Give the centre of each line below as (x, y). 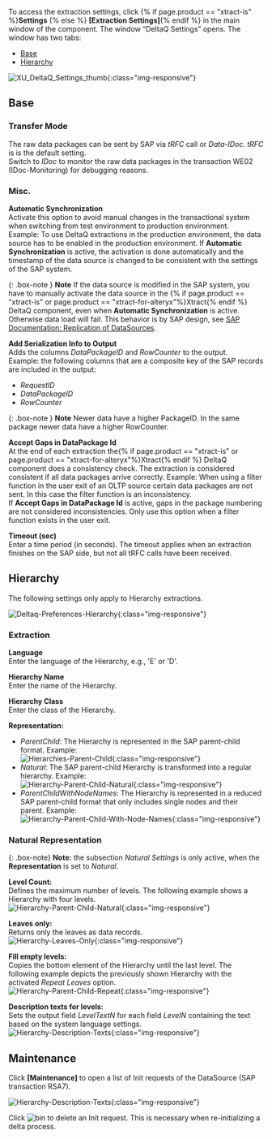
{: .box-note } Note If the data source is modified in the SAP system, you (129, 284)
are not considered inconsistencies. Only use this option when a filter (124, 511)
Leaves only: (30, 924)
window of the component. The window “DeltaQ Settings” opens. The (125, 29)
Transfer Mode (38, 127)
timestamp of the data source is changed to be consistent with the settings (133, 260)
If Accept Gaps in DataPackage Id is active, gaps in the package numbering (135, 503)
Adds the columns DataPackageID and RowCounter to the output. (118, 352)
